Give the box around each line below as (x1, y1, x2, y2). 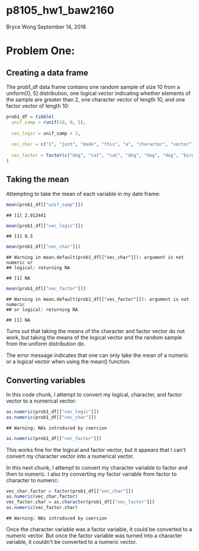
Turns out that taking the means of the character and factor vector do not (6, 328, 185, 335)
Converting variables (6, 375, 86, 385)
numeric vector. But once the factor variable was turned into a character (6, 532, 182, 539)
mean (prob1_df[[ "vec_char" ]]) (6, 244, 81, 250)
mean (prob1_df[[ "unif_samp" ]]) (6, 201, 84, 208)
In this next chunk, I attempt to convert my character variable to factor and (6, 464, 188, 471)
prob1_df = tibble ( (6, 113, 54, 119)
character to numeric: (6, 476, 59, 484)
